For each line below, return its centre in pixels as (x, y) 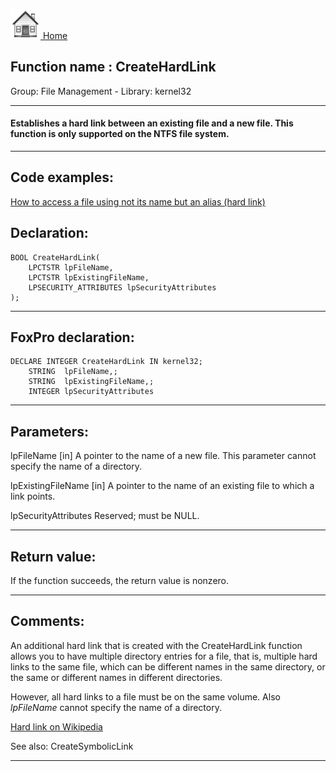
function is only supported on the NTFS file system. (120, 134)
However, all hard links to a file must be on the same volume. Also (145, 696)
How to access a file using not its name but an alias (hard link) (138, 201)
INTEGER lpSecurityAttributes (91, 392)
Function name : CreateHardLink (113, 67)
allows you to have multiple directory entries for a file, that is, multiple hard (164, 656)
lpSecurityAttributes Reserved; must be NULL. (105, 516)
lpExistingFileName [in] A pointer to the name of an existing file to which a (162, 486)
